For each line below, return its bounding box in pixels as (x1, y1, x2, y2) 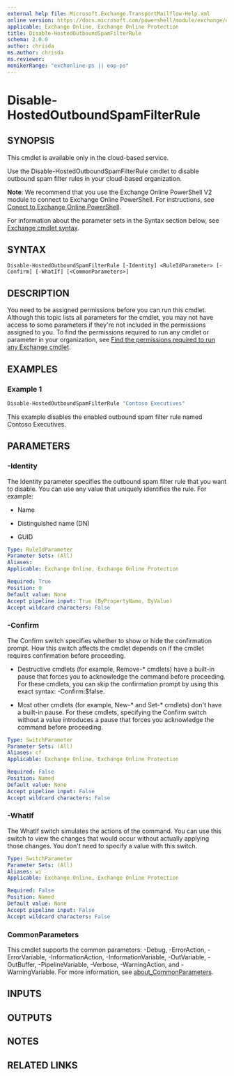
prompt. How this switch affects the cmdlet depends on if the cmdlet (7, 644, 204, 652)
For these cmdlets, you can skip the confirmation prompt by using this (17, 679, 219, 688)
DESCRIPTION (7, 287, 70, 299)
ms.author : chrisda (7, 50, 64, 57)
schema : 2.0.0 (7, 36, 49, 43)
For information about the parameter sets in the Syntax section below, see (7, 216, 219, 224)
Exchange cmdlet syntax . (7, 223, 80, 232)
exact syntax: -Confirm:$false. (17, 687, 105, 695)
